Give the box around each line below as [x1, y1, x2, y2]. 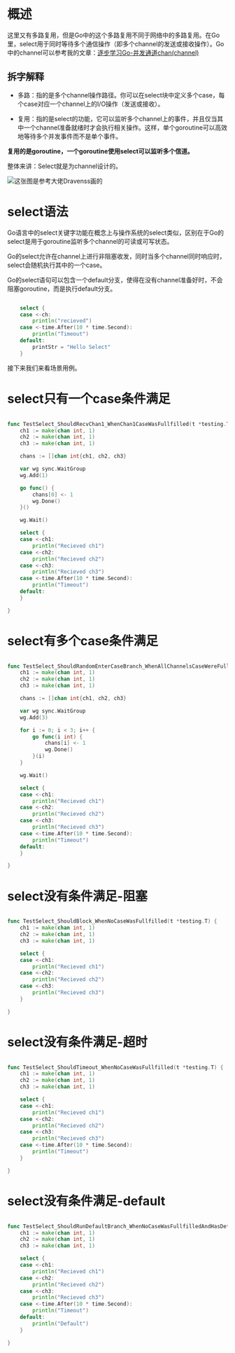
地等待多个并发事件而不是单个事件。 [17, 132, 122, 140]
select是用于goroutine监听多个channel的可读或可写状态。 [7, 237, 173, 245]
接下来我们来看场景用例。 [7, 364, 81, 372]
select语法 [7, 204, 69, 219]
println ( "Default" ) [32, 1320, 90, 1327]
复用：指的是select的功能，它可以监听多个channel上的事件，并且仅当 [17, 114, 218, 123]
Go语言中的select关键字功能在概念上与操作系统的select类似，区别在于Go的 [7, 228, 225, 237]
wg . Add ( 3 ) [20, 714, 49, 721]
